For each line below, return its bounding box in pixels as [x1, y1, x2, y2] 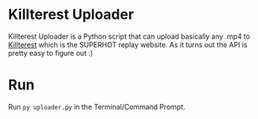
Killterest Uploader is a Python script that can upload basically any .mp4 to [8, 32, 250, 41]
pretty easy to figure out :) [8, 48, 94, 58]
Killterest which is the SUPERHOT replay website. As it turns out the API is [8, 39, 248, 49]
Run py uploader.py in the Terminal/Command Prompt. [8, 102, 186, 111]
